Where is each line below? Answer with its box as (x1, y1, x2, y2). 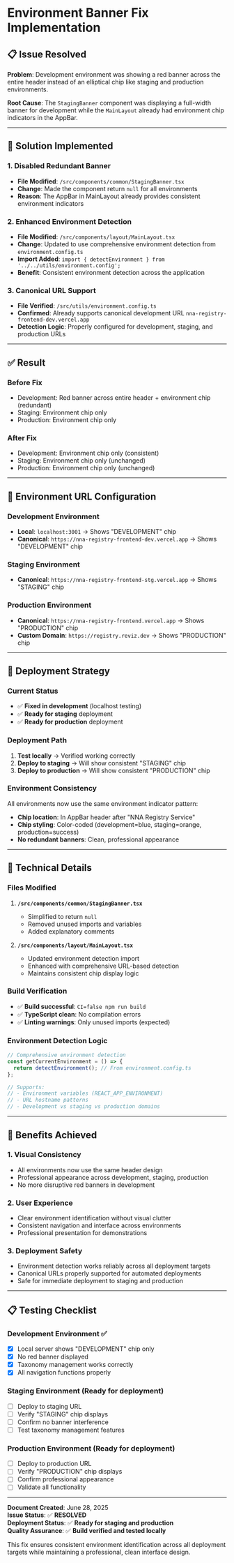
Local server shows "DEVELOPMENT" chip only (17, 1345, 155, 1353)
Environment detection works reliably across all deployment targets (17, 1262, 211, 1271)
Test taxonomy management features (17, 1426, 125, 1434)
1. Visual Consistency (7, 1150, 81, 1160)
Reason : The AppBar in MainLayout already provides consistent (17, 192, 201, 200)
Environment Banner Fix (7, 5, 149, 21)
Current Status (7, 686, 58, 696)
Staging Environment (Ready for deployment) (7, 1386, 164, 1396)
